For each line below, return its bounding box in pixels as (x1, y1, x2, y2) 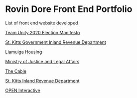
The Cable (5, 68, 26, 74)
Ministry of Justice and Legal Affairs (5, 58, 80, 64)
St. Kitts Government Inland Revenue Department (5, 39, 106, 45)
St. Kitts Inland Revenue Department (5, 78, 80, 84)
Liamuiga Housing (5, 49, 42, 55)
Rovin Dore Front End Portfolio (5, 3, 133, 15)
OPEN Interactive (5, 87, 41, 93)
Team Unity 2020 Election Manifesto (5, 29, 80, 35)
